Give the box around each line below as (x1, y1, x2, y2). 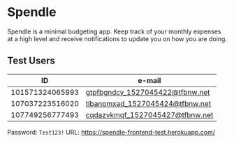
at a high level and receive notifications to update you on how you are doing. (7, 34, 227, 43)
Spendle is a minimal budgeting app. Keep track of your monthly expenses (7, 27, 221, 36)
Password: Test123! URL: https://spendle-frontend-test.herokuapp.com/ (7, 128, 215, 136)
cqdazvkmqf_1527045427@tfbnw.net (85, 110, 214, 119)
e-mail (138, 75, 161, 85)
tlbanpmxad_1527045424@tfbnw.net (85, 98, 212, 108)
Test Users (7, 55, 56, 67)
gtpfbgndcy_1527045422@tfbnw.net (85, 87, 210, 97)
